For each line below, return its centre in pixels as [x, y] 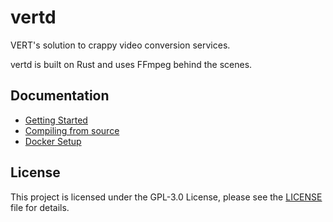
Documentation [60, 96]
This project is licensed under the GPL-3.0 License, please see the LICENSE [166, 197]
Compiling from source [72, 130]
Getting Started [56, 120]
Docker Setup [53, 141]
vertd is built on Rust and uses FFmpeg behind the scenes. [131, 64]
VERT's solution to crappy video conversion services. [120, 45]
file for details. [40, 207]
